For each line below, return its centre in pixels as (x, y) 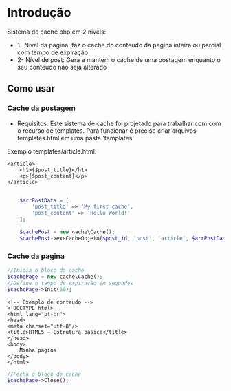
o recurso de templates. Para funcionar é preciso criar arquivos (107, 130)
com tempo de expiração (52, 52)
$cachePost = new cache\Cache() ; (67, 232)
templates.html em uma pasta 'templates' (76, 138)
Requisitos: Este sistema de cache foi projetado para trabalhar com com (119, 123)
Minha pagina (38, 350)
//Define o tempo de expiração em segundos (70, 283)
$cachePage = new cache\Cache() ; (55, 277)
